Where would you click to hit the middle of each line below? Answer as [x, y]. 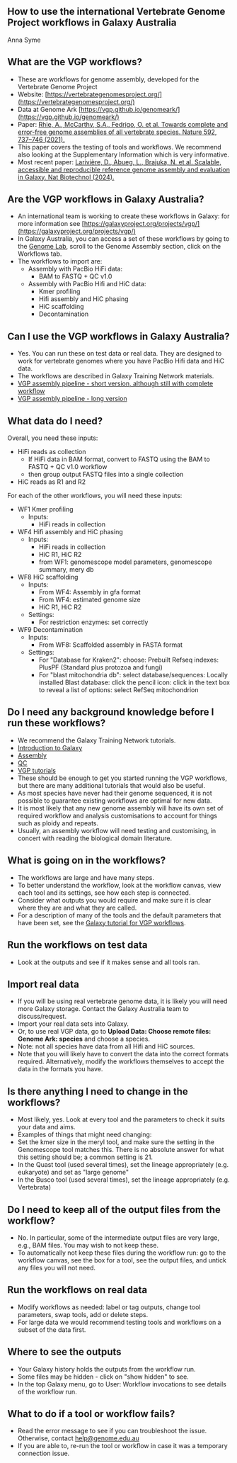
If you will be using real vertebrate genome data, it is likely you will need [122, 1001]
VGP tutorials [37, 770]
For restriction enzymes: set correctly [93, 622]
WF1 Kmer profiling [45, 509]
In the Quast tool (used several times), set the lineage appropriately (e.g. [123, 1165]
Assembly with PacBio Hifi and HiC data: [87, 284]
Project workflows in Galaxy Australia [92, 23]
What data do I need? [55, 421]
